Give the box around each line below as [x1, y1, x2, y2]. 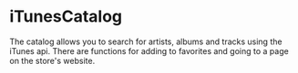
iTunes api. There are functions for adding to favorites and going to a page [9, 45, 289, 56]
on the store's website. [9, 55, 96, 66]
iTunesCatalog [9, 6, 123, 27]
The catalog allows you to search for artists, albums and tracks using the [9, 36, 283, 47]
